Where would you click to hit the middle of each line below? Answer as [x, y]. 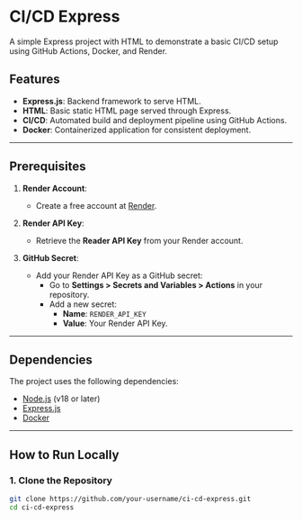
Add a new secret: [83, 304]
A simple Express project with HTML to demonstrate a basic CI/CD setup [144, 41]
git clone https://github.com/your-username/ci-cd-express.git [130, 499]
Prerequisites [48, 167]
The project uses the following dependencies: [94, 382]
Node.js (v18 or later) [61, 399]
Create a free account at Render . [96, 205]
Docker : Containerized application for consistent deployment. [137, 130]
